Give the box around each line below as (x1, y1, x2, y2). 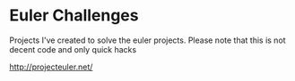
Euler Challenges (9, 5, 139, 26)
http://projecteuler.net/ (9, 61, 93, 72)
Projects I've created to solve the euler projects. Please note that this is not (9, 35, 286, 45)
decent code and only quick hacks (9, 44, 137, 54)
